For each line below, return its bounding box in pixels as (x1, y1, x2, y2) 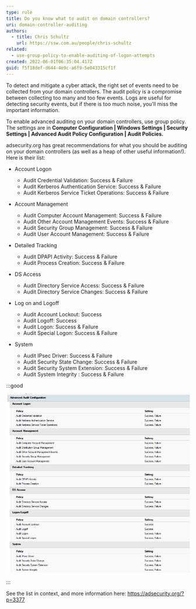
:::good (6, 382, 23, 389)
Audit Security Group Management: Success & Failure (23, 224, 153, 231)
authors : (6, 28, 27, 34)
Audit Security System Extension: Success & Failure (23, 364, 148, 371)
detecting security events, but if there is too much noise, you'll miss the (6, 100, 178, 108)
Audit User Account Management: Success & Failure (23, 230, 150, 237)
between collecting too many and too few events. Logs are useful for (6, 94, 171, 101)
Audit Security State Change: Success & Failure (23, 358, 138, 365)
